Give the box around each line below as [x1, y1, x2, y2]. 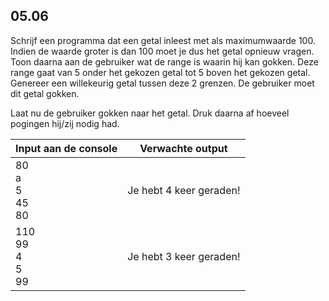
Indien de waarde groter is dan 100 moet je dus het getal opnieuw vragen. [10, 45, 315, 57]
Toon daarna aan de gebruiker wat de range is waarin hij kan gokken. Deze [10, 55, 319, 68]
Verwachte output [139, 141, 228, 155]
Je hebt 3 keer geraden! [127, 249, 241, 263]
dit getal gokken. [10, 87, 80, 99]
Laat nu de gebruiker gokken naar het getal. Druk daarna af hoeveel [10, 107, 290, 119]
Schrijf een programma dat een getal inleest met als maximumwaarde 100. [10, 34, 316, 46]
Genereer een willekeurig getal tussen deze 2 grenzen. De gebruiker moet [10, 77, 315, 89]
